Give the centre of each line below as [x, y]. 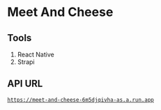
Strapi [26, 62]
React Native [36, 54]
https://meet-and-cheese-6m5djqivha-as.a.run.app [81, 100]
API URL [25, 84]
